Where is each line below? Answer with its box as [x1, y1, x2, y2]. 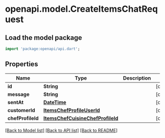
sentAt [7, 99, 24, 106]
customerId [7, 107, 35, 113]
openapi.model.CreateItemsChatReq [5, 3, 158, 15]
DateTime [43, 99, 66, 106]
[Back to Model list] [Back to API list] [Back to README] [5, 127, 118, 133]
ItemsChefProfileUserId [43, 107, 100, 113]
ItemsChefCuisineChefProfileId [43, 114, 119, 121]
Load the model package [5, 33, 82, 42]
